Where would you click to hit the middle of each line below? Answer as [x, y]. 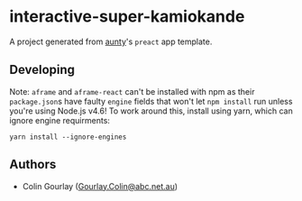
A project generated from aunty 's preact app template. [111, 41]
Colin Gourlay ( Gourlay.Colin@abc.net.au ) [100, 186]
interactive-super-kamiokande [127, 17]
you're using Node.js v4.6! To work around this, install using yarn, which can [151, 111]
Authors [33, 164]
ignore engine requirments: [60, 120]
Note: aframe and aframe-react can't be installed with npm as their [132, 91]
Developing [42, 70]
